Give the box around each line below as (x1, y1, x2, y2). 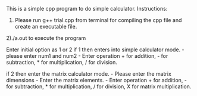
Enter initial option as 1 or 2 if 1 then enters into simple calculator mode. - (6, 46, 185, 53)
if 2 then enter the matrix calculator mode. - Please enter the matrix (6, 70, 171, 77)
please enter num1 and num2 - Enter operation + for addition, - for (6, 52, 168, 59)
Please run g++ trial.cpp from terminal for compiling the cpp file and (14, 17, 182, 23)
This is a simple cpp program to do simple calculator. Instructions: (6, 5, 168, 12)
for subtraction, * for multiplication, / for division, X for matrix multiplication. (6, 83, 192, 90)
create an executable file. (14, 23, 77, 30)
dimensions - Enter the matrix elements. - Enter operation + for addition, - (6, 77, 187, 83)
